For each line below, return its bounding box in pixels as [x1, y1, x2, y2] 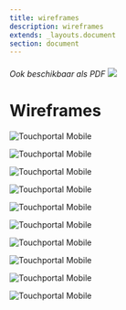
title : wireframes [9, 13, 79, 23]
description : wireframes [9, 22, 104, 31]
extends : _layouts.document [9, 30, 117, 39]
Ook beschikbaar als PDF [9, 68, 106, 79]
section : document [9, 38, 79, 48]
